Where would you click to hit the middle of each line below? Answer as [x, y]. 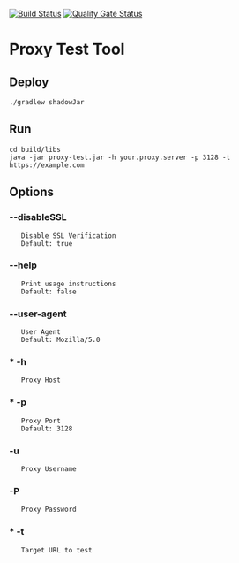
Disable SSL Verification [68, 236]
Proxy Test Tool [67, 49]
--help [23, 265]
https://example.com [47, 165]
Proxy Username [49, 468]
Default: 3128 [47, 429]
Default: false [49, 292]
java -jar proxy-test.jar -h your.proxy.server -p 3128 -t [120, 157]
